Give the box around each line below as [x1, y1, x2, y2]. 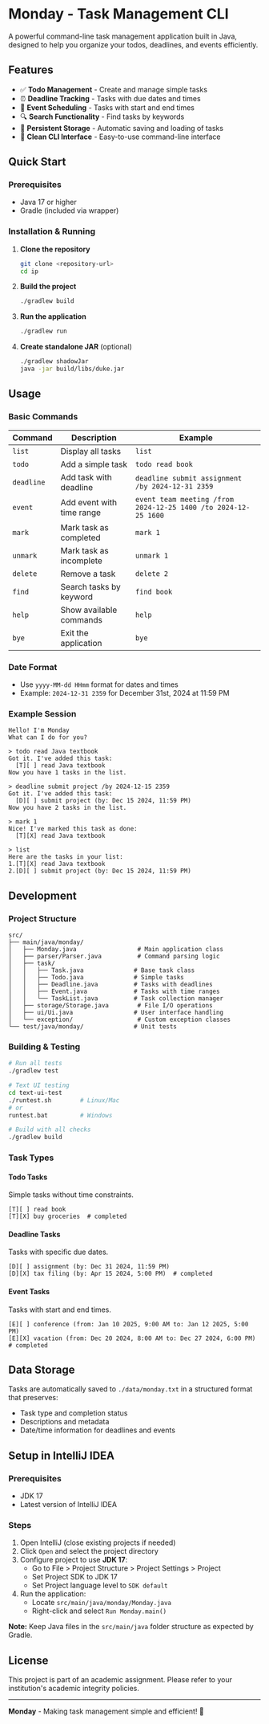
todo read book [134, 460, 194, 468]
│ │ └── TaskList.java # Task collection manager [8, 994, 224, 1003]
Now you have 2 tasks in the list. [8, 804, 127, 812]
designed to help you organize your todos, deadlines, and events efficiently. [8, 39, 259, 49]
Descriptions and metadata [19, 1417, 110, 1427]
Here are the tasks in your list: [8, 853, 124, 861]
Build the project [19, 282, 77, 292]
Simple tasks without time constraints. [8, 1190, 134, 1199]
